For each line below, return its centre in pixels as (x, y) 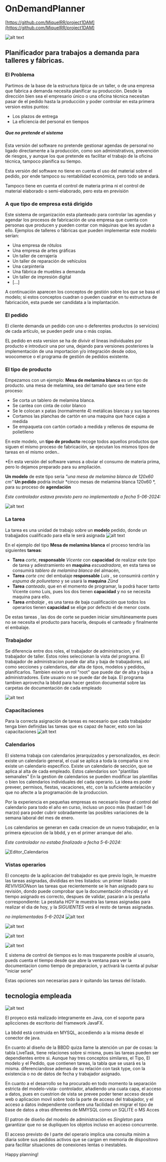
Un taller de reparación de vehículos (49, 261)
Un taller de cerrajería (34, 255)
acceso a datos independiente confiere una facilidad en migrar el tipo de (79, 1104)
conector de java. (23, 1038)
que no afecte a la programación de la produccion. (57, 792)
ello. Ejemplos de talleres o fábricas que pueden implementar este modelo (81, 230)
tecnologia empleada (38, 996)
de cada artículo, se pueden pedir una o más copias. (59, 331)
